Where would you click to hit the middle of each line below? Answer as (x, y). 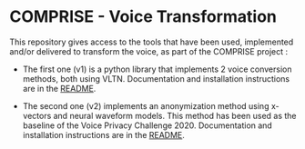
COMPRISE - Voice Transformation (143, 17)
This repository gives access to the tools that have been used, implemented (152, 42)
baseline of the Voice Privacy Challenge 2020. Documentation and (147, 125)
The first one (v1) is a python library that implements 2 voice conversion (157, 69)
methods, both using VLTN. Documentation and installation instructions (156, 78)
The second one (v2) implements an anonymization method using (146, 105)
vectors (37, 115)
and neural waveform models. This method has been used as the (175, 115)
